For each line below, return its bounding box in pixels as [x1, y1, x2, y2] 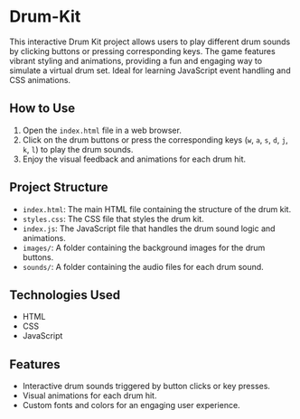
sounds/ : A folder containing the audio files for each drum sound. [22, 261, 264, 272]
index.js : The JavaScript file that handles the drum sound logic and [22, 223, 276, 234]
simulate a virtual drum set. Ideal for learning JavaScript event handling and [9, 65, 291, 76]
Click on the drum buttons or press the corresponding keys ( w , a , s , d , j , [22, 134, 289, 145]
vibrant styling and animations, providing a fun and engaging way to [9, 55, 263, 66]
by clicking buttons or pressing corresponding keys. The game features [9, 45, 276, 56]
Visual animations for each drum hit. [22, 390, 157, 401]
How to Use [9, 101, 76, 116]
